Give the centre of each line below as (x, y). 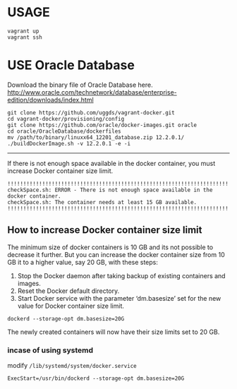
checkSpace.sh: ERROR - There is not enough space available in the (110, 190)
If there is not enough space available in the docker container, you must (111, 163)
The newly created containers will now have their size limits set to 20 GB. (114, 332)
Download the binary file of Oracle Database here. (80, 85)
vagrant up (23, 31)
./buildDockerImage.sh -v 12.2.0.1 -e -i (69, 143)
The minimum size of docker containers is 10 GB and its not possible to (110, 247)
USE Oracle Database (71, 65)
